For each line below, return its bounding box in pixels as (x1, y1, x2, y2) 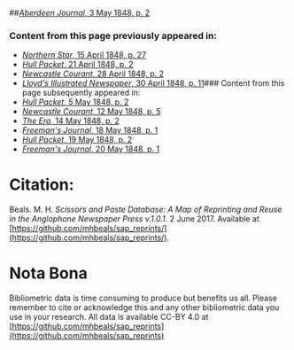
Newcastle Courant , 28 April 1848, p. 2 (21, 68, 164, 79)
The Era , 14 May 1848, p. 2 (21, 115, 120, 127)
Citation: (9, 175, 74, 195)
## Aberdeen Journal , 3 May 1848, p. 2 (9, 8, 151, 18)
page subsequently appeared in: (21, 88, 141, 98)
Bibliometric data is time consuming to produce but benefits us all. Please (9, 292, 277, 304)
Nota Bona (9, 263, 89, 284)
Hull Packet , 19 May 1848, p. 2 (21, 135, 133, 145)
